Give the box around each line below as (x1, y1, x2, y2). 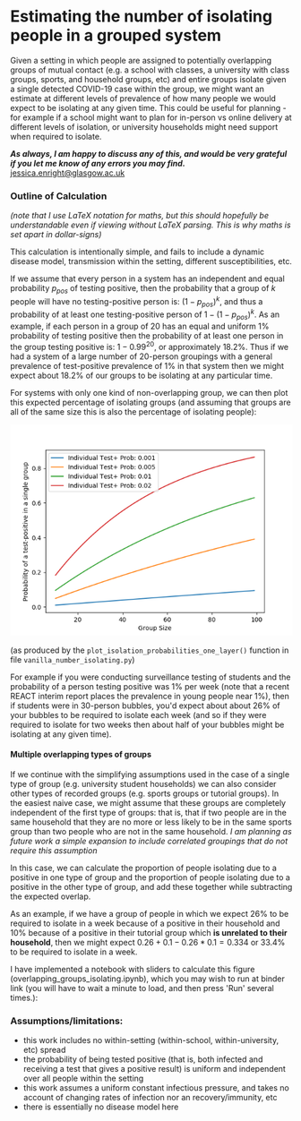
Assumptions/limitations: (10, 1014, 124, 1027)
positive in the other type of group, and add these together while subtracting (10, 881, 293, 892)
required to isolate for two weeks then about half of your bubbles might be (10, 719, 285, 730)
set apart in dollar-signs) (10, 229, 102, 240)
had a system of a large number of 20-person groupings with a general (10, 351, 272, 362)
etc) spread (22, 1045, 66, 1056)
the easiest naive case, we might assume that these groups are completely (10, 797, 286, 808)
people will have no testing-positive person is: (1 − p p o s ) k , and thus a (10, 295, 263, 309)
